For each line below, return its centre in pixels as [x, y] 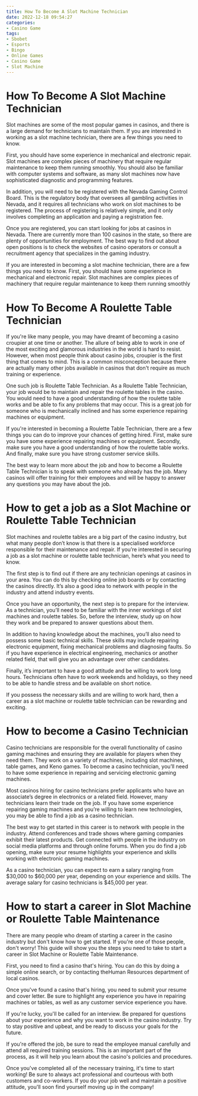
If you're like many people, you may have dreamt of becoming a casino [92, 337]
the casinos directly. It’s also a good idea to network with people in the [92, 586]
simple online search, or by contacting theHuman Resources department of [98, 972]
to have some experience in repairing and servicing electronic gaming [91, 773]
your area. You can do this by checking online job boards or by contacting [96, 580]
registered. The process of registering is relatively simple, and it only [90, 211]
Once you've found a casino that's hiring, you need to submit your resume [97, 990]
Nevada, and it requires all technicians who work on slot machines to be [94, 204]
